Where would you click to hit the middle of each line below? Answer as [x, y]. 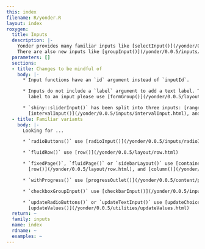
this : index [21, 12]
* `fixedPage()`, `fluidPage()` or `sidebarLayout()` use [98, 164]
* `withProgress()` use [53, 180]
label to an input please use [67, 97]
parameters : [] [31, 57]
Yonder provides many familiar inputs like [74, 46]
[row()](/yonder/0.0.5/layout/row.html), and [87, 169]
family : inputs [31, 219]
